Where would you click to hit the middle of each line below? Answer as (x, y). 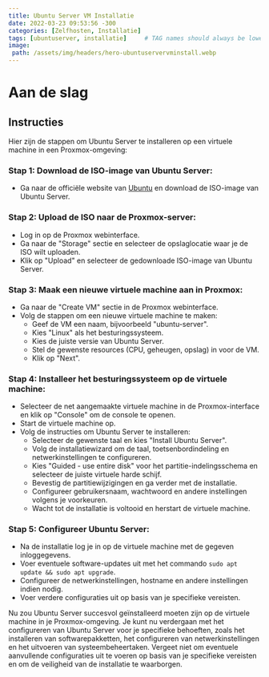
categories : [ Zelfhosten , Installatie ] (75, 30)
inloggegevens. (45, 555)
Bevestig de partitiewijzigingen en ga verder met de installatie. (134, 483)
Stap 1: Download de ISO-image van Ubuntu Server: (110, 171)
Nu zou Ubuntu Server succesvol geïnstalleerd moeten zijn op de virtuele (129, 613)
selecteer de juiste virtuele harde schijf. (97, 474)
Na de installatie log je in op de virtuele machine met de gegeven (127, 546)
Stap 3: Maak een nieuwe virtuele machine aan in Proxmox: (126, 289)
